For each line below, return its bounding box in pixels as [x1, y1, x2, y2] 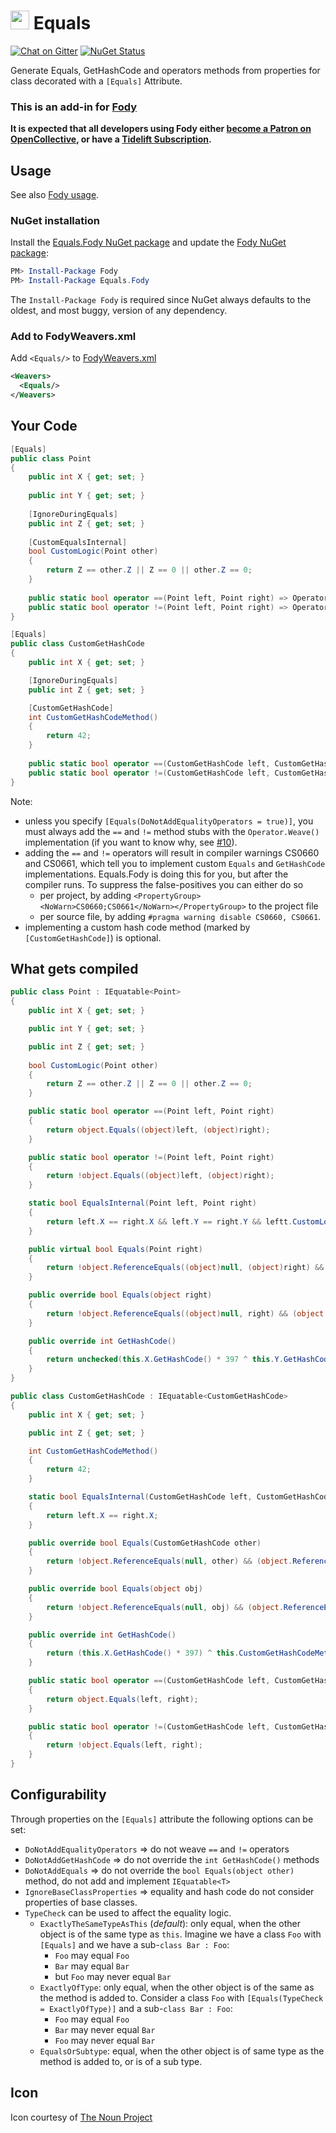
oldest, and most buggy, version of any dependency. [10, 305, 228, 317]
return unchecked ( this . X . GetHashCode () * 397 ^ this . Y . [46, 1355, 284, 1365]
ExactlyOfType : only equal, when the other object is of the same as [39, 1981, 315, 1993]
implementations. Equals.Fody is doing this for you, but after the [24, 868, 289, 880]
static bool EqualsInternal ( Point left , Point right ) [28, 1198, 257, 1209]
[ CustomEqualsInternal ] [28, 537, 128, 547]
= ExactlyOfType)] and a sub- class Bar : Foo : [39, 2002, 233, 2014]
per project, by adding [39, 889, 132, 901]
